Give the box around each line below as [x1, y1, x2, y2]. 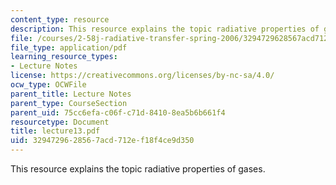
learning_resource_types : [10, 52, 118, 62]
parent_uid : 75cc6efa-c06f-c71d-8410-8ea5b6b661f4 [10, 107, 226, 118]
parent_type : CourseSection [10, 98, 128, 108]
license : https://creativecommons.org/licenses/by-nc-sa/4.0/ [10, 71, 275, 81]
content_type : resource [10, 14, 110, 25]
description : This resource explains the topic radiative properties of [10, 24, 320, 34]
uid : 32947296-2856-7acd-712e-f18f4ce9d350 [10, 136, 195, 146]
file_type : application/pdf [10, 42, 128, 53]
